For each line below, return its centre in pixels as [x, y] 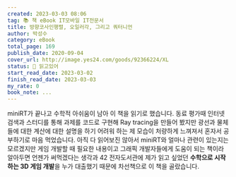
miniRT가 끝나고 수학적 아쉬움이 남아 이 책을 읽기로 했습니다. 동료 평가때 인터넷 [116, 114]
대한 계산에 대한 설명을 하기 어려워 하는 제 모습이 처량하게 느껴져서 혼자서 [121, 131]
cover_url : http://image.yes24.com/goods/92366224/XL [88, 60]
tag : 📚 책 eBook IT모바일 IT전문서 [55, 20]
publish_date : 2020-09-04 [45, 54]
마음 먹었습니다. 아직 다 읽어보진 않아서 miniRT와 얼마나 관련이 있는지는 [130, 140]
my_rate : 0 [23, 86]
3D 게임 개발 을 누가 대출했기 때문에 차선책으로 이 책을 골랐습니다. [110, 166]
